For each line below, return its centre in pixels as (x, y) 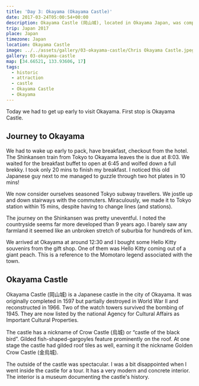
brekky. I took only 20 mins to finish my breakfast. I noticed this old (88, 169)
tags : (13, 67)
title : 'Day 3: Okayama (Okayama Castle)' (59, 12)
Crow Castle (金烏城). (32, 352)
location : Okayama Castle (38, 45)
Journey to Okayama (45, 136)
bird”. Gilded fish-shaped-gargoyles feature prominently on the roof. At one (98, 339)
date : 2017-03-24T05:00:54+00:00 (47, 17)
